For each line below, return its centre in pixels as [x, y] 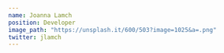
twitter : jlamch [35, 37]
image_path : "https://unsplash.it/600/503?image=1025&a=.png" [112, 30]
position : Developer [42, 23]
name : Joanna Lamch [40, 15]
